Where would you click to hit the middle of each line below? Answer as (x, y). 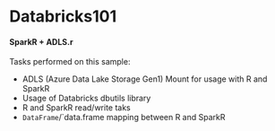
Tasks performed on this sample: (70, 62)
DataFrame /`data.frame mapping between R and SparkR (124, 118)
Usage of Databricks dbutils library (86, 98)
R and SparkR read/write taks (77, 108)
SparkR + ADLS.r (41, 41)
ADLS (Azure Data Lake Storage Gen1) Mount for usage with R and (145, 79)
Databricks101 (63, 17)
